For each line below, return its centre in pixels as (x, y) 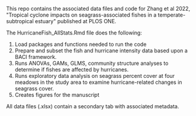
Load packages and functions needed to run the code (80, 44)
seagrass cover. (34, 88)
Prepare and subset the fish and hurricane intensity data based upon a (101, 51)
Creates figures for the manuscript (57, 95)
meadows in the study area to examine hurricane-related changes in (98, 82)
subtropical (20, 21)
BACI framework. (36, 57)
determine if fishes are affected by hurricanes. (72, 70)
